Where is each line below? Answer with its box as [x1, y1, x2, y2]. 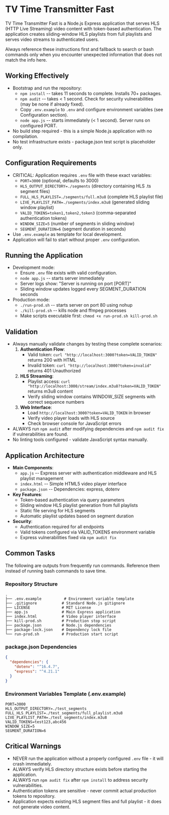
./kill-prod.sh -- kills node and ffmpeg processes [20, 307, 127, 314]
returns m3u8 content [27, 388, 73, 395]
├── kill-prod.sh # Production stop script [5, 618, 116, 624]
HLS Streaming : [20, 373, 54, 379]
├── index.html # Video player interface [5, 614, 116, 619]
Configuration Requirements [5, 159, 97, 167]
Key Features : [12, 492, 42, 497]
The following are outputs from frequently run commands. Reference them [5, 562, 160, 568]
